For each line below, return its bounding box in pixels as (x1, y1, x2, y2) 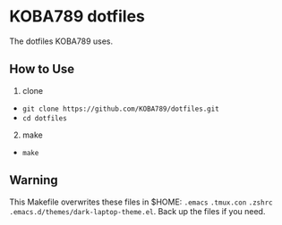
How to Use (9, 62, 75, 77)
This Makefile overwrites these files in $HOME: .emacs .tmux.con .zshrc (9, 196, 273, 207)
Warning (9, 172, 58, 188)
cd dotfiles (21, 113, 67, 122)
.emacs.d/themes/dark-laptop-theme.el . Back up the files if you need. (9, 205, 266, 216)
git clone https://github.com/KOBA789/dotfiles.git (21, 104, 219, 113)
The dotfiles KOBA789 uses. (9, 36, 114, 46)
